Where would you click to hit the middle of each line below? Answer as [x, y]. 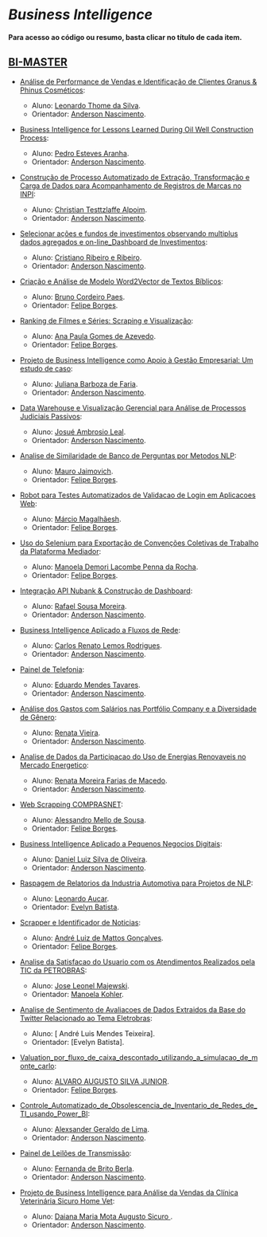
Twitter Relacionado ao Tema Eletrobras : [86, 1018]
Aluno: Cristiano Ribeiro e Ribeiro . [87, 257]
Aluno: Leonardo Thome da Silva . [86, 105]
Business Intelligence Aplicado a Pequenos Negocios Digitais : [121, 843]
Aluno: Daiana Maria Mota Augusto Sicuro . [102, 1216]
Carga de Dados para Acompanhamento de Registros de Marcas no [131, 186]
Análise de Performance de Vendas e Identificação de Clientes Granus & [138, 81]
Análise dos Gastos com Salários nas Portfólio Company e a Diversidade [138, 709]
